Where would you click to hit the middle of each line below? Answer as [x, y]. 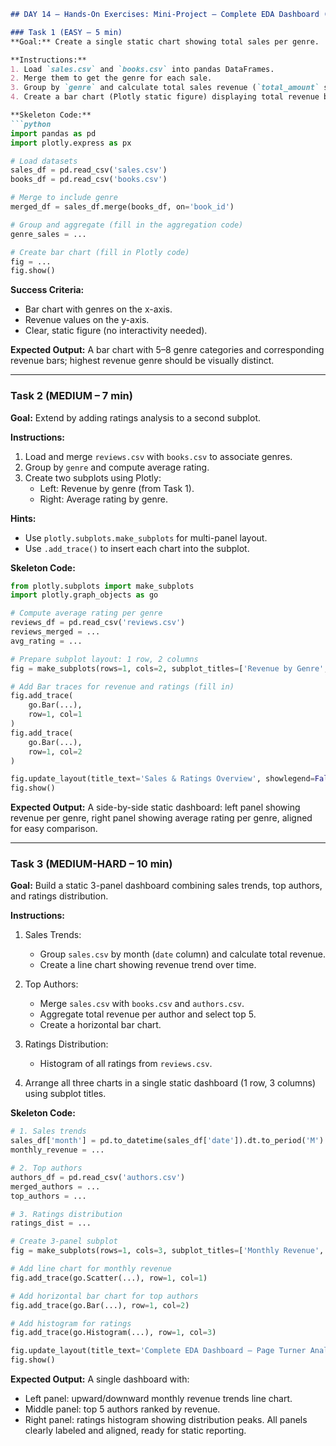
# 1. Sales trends [48, 1131]
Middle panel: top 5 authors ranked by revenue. [122, 1409]
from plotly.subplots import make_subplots [102, 586]
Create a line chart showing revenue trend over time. [148, 965]
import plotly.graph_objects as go [84, 595]
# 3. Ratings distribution [66, 1214]
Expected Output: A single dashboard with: [100, 1379]
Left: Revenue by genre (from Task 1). [117, 488]
